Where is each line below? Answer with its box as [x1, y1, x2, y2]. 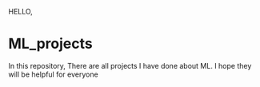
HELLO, [8, 7, 34, 16]
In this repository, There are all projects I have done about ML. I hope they [8, 61, 252, 70]
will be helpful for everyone [8, 69, 98, 79]
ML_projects [8, 35, 94, 53]
